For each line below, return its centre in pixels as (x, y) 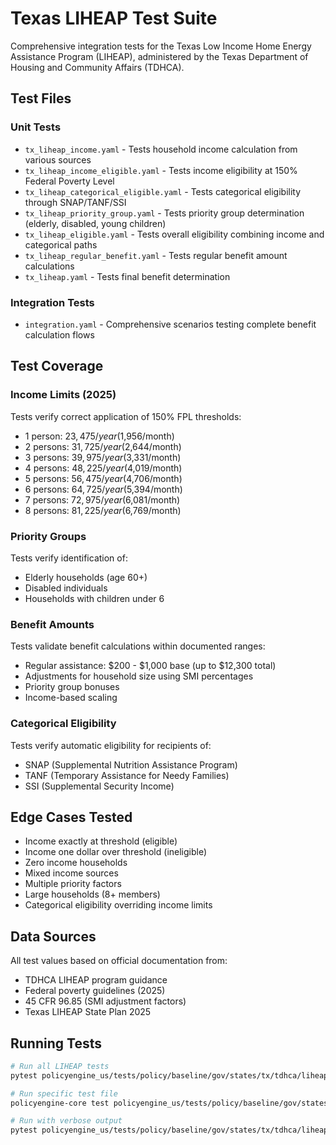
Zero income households (76, 863)
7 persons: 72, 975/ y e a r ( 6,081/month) (102, 499)
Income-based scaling (71, 698)
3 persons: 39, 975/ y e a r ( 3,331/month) (103, 457)
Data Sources (53, 936)
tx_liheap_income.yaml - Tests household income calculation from (161, 149)
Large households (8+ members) (92, 894)
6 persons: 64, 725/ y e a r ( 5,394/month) (103, 489)
